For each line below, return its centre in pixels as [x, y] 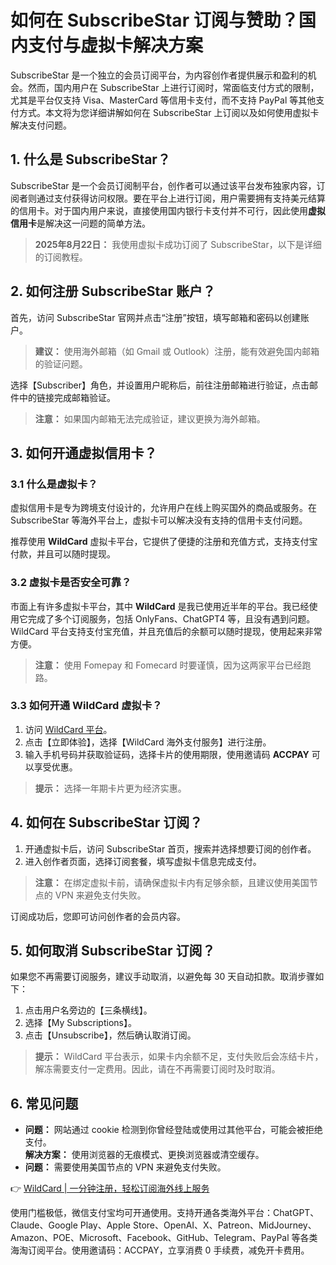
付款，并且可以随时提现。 [63, 554]
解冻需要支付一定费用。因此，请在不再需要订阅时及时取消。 [157, 1069]
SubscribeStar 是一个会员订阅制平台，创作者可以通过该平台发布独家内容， [163, 185]
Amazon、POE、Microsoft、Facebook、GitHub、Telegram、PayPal [150, 1238]
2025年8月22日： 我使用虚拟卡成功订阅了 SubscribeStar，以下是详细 [178, 244]
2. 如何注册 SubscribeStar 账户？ [113, 291]
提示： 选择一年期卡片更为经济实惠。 [110, 788]
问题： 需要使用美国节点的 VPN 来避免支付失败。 [125, 1167]
